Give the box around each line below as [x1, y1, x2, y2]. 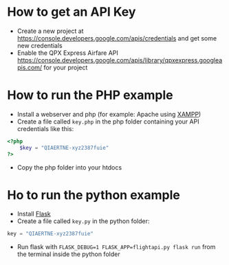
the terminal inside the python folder [17, 250, 120, 258]
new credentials [17, 41, 63, 49]
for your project [43, 63, 88, 71]
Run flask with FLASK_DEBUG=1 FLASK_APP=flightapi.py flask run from [17, 243, 216, 251]
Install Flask [17, 210, 52, 218]
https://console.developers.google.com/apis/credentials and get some [17, 34, 217, 42]
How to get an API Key [7, 4, 136, 20]
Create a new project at [17, 27, 84, 35]
